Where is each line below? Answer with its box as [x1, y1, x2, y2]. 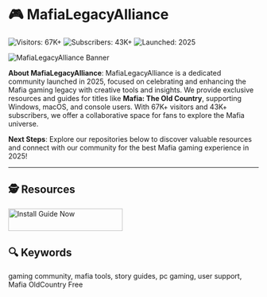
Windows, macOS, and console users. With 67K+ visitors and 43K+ [8, 102, 228, 111]
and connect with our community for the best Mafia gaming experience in [8, 143, 250, 152]
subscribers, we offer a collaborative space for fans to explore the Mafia [8, 110, 245, 119]
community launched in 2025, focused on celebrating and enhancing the [8, 76, 246, 86]
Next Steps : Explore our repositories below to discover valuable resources [8, 134, 253, 143]
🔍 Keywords [8, 246, 72, 260]
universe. [8, 119, 39, 128]
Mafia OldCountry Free [8, 279, 83, 289]
